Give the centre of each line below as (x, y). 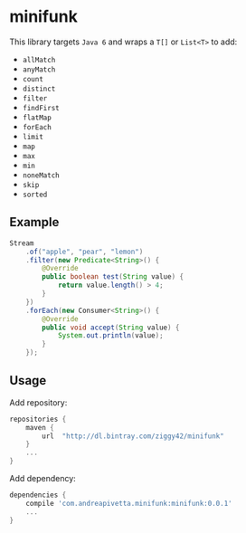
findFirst (41, 108)
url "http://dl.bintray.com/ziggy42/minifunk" (133, 436)
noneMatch (41, 175)
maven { (40, 427)
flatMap (37, 118)
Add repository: (38, 402)
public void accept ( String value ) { (111, 328)
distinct (39, 89)
